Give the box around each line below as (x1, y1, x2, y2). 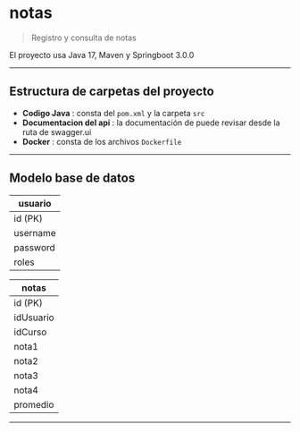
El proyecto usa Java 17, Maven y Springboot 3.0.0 (9, 49, 195, 60)
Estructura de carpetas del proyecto (9, 84, 214, 99)
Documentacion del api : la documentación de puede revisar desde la (21, 117, 280, 128)
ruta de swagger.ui (21, 126, 92, 137)
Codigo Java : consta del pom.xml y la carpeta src (21, 107, 205, 118)
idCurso (13, 326, 47, 338)
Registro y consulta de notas (30, 32, 137, 43)
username (13, 226, 56, 239)
